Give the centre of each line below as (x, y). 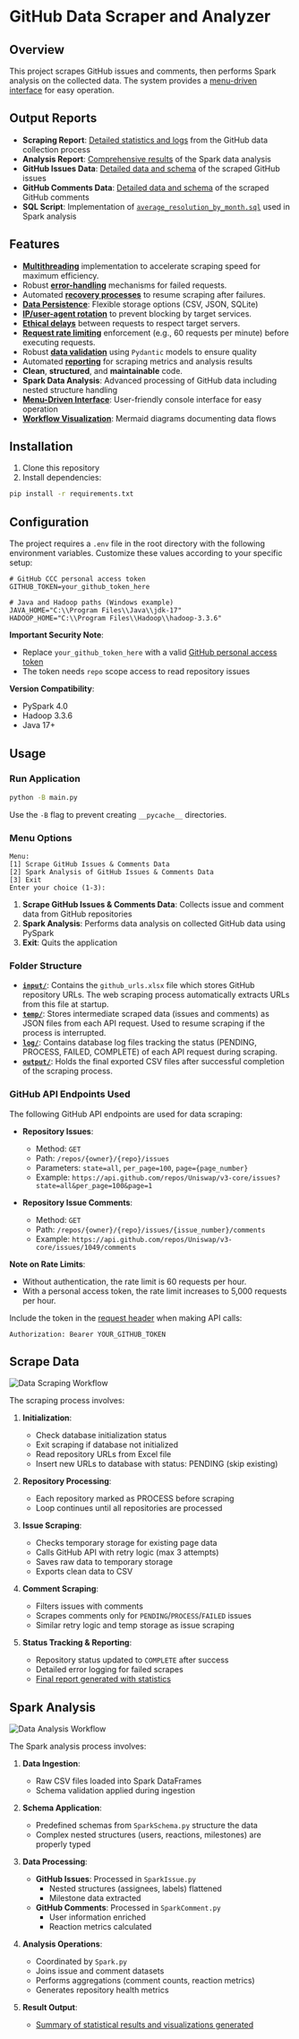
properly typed (63, 1844)
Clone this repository (61, 468)
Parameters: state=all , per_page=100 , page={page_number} (142, 1167)
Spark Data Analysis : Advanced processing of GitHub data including (149, 380)
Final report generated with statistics (103, 1679)
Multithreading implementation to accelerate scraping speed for (141, 265)
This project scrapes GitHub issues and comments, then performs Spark (143, 71)
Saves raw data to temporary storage (104, 1562)
